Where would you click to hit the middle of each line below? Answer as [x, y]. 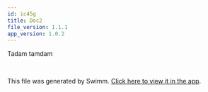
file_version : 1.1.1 [38, 27]
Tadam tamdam [30, 54]
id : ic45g [22, 14]
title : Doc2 [25, 21]
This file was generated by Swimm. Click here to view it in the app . [104, 81]
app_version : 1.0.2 [36, 34]
